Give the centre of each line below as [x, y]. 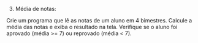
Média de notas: [36, 9]
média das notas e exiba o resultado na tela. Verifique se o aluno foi [92, 27]
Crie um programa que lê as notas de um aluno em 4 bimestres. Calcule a [99, 20]
